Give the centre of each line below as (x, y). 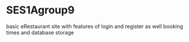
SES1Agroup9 (40, 10)
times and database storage (40, 32)
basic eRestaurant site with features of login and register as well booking (94, 26)
